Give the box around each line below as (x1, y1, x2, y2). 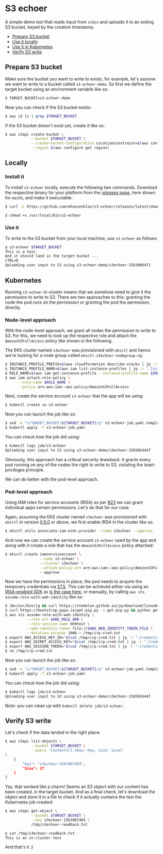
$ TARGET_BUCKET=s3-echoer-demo (5, 96, 70, 100)
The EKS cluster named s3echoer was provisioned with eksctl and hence (5, 347, 150, 353)
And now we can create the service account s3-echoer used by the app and (5, 537, 156, 543)
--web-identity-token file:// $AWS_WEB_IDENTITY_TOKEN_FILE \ (26, 626, 153, 631)
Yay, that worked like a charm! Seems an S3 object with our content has (5, 784, 149, 790)
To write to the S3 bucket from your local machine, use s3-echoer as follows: (5, 235, 158, 241)
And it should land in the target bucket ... (5, 254, 98, 258)
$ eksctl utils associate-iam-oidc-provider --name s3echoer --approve (5, 529, 153, 533)
